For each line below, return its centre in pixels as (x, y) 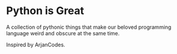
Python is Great (45, 11)
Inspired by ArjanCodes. (36, 45)
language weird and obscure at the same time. (63, 33)
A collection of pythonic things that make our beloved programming (89, 27)
